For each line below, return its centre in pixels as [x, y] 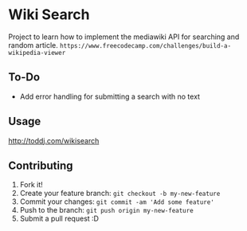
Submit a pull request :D [59, 219]
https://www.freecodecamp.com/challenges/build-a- [145, 45]
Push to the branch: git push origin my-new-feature [106, 210]
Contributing [41, 165]
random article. [33, 45]
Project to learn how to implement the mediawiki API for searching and [124, 37]
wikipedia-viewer [37, 53]
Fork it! [31, 185]
